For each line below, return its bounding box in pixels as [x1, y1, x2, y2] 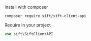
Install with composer [4, 4, 48, 10]
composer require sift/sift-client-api [4, 14, 87, 19]
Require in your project [4, 22, 51, 28]
